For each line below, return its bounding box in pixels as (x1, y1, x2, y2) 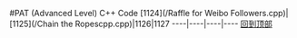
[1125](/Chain (9, 18, 59, 29)
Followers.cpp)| (230, 8, 289, 18)
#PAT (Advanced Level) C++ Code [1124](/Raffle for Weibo (9, 8, 229, 18)
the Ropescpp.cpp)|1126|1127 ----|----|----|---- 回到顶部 (60, 18, 272, 29)
